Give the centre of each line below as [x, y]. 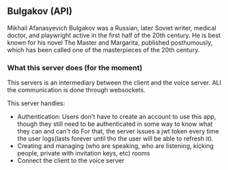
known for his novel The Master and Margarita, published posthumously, [110, 42]
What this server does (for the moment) [75, 67]
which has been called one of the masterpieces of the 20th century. [103, 50]
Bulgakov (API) [40, 11]
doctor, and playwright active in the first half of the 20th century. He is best [114, 35]
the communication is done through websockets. [76, 90]
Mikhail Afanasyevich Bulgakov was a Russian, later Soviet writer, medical [112, 28]
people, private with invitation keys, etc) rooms [83, 153]
